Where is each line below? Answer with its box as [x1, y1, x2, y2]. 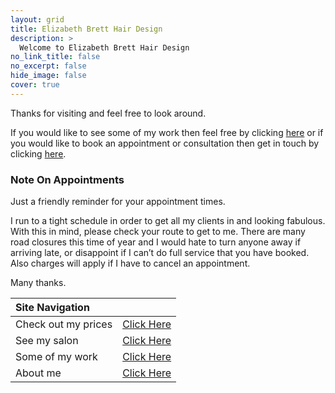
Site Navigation [15, 301, 90, 315]
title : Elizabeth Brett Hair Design [10, 24, 163, 34]
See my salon [15, 334, 79, 348]
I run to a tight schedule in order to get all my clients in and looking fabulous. [10, 215, 326, 227]
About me [15, 366, 62, 380]
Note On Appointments [10, 172, 125, 186]
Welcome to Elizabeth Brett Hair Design [19, 42, 190, 53]
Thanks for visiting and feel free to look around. [10, 107, 207, 119]
